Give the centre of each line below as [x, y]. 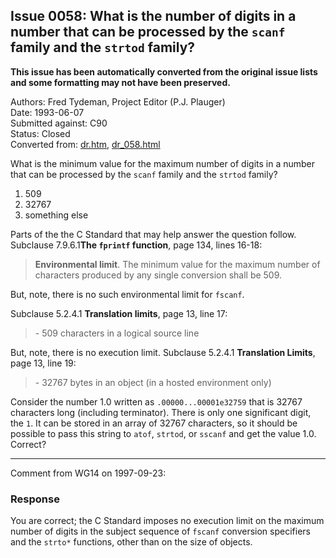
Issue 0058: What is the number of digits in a [153, 16]
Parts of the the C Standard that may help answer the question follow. [153, 234]
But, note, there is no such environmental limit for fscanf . [127, 294]
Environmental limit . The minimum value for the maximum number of [177, 264]
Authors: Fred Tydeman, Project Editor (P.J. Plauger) [118, 101]
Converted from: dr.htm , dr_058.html [85, 144]
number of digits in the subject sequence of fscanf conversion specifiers [160, 531]
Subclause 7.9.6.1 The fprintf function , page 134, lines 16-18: [136, 245]
